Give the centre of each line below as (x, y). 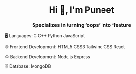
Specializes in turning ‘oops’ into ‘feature (82, 25)
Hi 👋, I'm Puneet (82, 10)
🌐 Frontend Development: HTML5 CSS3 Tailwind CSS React (65, 47)
